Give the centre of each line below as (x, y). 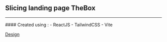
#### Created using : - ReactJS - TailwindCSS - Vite (59, 25)
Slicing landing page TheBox (50, 8)
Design (12, 34)
